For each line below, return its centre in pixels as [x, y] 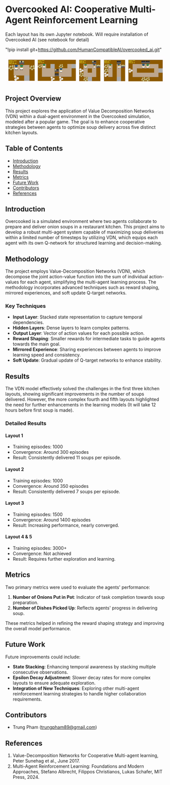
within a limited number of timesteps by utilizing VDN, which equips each [82, 238]
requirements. [27, 699]
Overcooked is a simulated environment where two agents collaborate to [81, 221]
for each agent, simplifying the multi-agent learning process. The [88, 282]
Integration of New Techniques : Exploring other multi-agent [76, 688]
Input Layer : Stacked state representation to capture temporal [77, 317]
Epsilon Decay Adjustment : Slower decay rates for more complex [81, 677]
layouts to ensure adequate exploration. [54, 683]
